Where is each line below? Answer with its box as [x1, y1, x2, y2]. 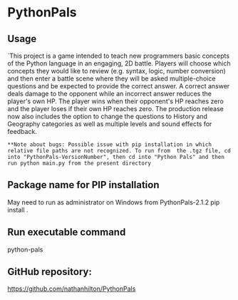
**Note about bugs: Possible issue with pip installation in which [7, 141, 212, 148]
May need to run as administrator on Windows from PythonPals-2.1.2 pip [7, 197, 220, 207]
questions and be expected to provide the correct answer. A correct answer [7, 82, 230, 90]
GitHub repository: [7, 266, 93, 278]
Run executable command [7, 226, 126, 239]
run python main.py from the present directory [7, 160, 152, 167]
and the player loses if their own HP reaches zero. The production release [7, 105, 224, 113]
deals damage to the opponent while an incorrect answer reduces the [7, 90, 212, 98]
